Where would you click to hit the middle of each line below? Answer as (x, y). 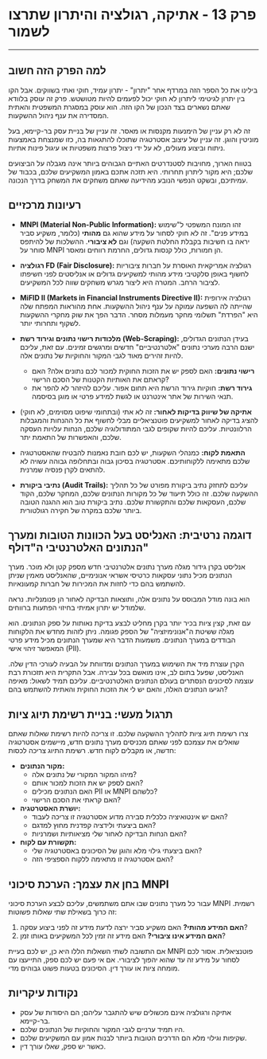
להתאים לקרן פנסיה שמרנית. (62, 469)
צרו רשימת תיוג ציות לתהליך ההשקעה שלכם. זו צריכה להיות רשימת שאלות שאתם (128, 734)
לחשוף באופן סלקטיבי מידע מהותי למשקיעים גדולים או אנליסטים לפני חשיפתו (134, 273)
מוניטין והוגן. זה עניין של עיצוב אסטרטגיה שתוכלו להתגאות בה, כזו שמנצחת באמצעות (133, 139)
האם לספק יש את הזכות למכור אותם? (87, 783)
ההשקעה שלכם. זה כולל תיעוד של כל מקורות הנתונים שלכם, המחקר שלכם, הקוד (139, 493)
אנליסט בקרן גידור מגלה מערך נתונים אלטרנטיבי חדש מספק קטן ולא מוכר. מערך (127, 567)
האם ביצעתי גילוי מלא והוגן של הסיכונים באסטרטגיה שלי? (117, 851)
